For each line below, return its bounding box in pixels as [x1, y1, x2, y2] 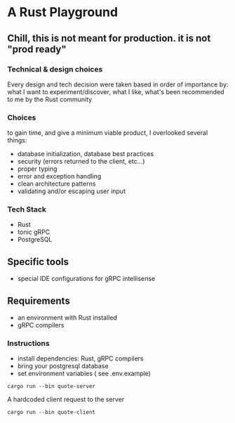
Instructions [7, 339, 51, 349]
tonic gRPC [17, 228, 51, 236]
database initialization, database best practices [17, 150, 154, 158]
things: [7, 136, 27, 145]
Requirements [7, 294, 70, 306]
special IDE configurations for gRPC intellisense [17, 275, 156, 283]
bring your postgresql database [17, 362, 109, 370]
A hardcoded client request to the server [7, 395, 125, 404]
